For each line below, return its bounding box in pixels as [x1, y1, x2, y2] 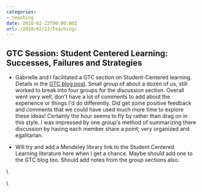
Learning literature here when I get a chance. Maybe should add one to [15, 150, 193, 157]
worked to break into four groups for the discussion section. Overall [15, 87, 184, 94]
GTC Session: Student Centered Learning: [6, 48, 168, 58]
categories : [6, 8, 36, 15]
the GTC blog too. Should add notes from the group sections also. [15, 156, 180, 164]
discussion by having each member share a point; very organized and [15, 125, 190, 133]
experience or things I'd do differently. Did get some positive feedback [15, 99, 192, 107]
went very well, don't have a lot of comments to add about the [15, 93, 170, 101]
